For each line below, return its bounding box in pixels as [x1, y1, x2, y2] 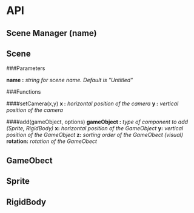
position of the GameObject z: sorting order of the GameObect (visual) [6, 131, 184, 139]
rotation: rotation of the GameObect [6, 138, 97, 145]
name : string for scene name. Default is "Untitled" [6, 77, 133, 84]
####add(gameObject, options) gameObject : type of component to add [6, 118, 189, 125]
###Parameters [6, 65, 45, 72]
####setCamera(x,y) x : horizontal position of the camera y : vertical [6, 100, 179, 107]
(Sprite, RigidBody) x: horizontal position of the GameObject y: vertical [6, 125, 184, 132]
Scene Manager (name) [6, 28, 97, 38]
